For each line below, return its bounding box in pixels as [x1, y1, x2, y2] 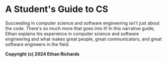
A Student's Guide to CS [5, 3, 108, 15]
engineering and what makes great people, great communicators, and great [5, 36, 162, 42]
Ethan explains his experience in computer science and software [5, 30, 139, 36]
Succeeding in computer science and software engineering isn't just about [5, 20, 160, 26]
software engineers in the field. [5, 41, 70, 47]
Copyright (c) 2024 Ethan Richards [5, 51, 79, 57]
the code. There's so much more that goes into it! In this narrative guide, [5, 25, 155, 31]
